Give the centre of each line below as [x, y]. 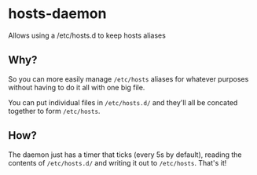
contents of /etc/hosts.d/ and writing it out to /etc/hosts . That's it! [117, 162]
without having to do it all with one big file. [77, 87]
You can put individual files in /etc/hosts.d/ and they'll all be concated [123, 102]
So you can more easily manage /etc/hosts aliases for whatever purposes [128, 78]
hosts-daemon [57, 14]
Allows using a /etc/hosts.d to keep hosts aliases [87, 35]
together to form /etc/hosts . [54, 111]
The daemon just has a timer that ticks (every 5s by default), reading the [125, 155]
